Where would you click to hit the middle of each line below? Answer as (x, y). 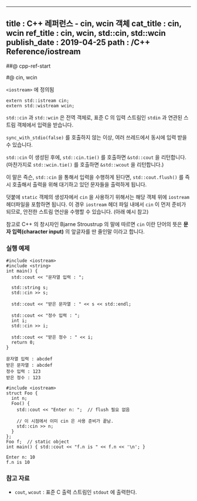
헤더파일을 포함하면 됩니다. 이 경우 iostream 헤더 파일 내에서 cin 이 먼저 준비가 (96, 204)
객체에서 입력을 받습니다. (45, 125)
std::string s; (30, 288)
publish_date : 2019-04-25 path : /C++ (78, 43)
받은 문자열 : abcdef (29, 366)
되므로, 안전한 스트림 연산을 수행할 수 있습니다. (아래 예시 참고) (77, 211)
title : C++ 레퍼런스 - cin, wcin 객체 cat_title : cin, (94, 24)
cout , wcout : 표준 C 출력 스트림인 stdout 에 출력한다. (76, 492)
